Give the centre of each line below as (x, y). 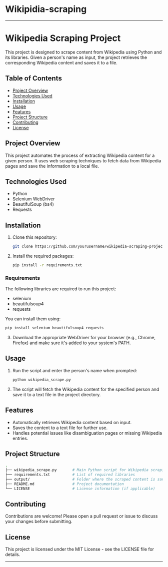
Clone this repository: (34, 237)
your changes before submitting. (39, 522)
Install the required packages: (43, 256)
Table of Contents (34, 78)
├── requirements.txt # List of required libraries (70, 475)
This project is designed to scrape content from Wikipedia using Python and (83, 52)
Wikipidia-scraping (46, 9)
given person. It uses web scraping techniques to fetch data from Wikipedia (83, 160)
